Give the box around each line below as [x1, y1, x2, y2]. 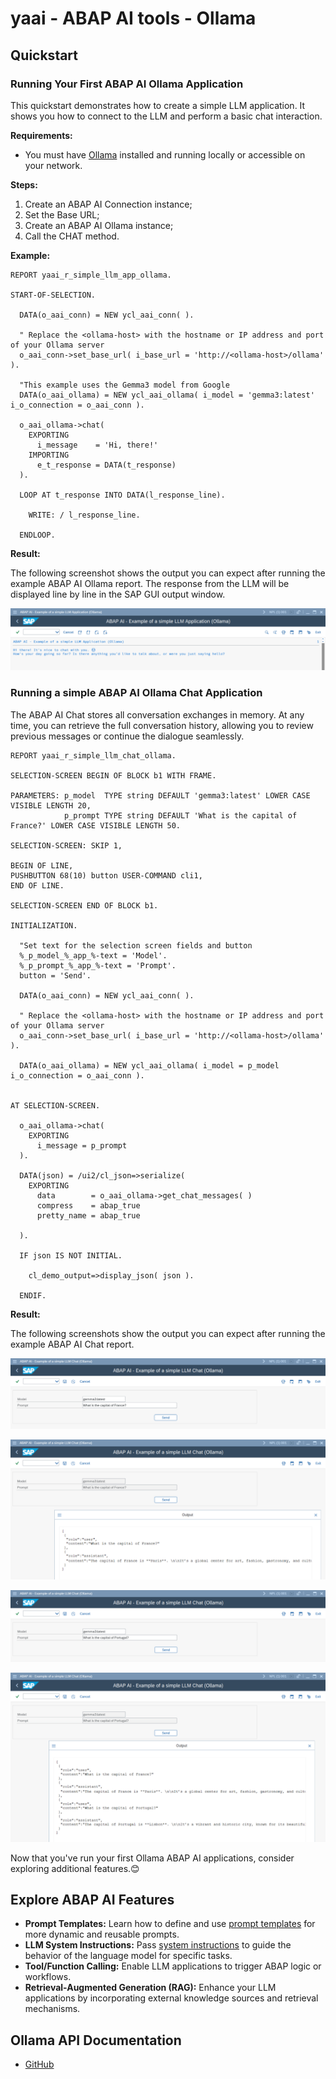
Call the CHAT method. [24, 230, 120, 242]
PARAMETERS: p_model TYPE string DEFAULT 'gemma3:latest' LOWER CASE [10, 790, 311, 801]
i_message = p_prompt [36, 1140, 128, 1151]
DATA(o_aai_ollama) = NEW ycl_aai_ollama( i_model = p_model [19, 1060, 280, 1071]
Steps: [10, 178, 38, 191]
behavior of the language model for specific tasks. [24, 1950, 233, 1962]
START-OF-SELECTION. [10, 290, 97, 300]
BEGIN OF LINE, [10, 860, 74, 871]
